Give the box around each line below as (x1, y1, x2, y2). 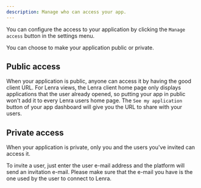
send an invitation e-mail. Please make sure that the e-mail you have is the (6, 169, 193, 176)
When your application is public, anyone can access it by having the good (6, 77, 192, 85)
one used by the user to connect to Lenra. (6, 175, 111, 183)
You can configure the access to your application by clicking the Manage (6, 26, 186, 33)
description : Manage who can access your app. (6, 9, 127, 15)
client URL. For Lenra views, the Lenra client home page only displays (6, 84, 182, 91)
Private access (6, 127, 64, 138)
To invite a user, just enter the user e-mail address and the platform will (6, 162, 185, 169)
